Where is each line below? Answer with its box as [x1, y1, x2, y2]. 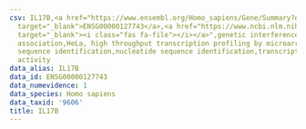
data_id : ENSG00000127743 [9, 73, 107, 82]
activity [17, 55, 51, 64]
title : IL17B [9, 106, 59, 115]
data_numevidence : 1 [9, 81, 88, 90]
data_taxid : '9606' [9, 97, 84, 107]
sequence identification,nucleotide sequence [17, 47, 194, 56]
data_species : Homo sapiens [9, 89, 117, 98]
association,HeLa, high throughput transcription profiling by [17, 38, 262, 48]
